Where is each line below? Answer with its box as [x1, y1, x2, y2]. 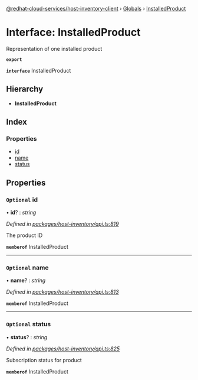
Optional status [6, 320, 51, 329]
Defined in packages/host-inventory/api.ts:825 [6, 345, 120, 352]
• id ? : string [6, 209, 37, 216]
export [6, 56, 22, 63]
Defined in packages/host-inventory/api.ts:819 [6, 220, 119, 228]
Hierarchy [6, 84, 44, 94]
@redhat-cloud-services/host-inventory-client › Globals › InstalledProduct [6, 5, 186, 12]
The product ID [6, 232, 43, 239]
